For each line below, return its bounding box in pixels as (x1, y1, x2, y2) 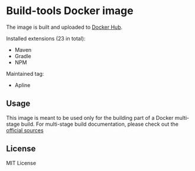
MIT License (6, 159, 37, 166)
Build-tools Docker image (6, 4, 134, 18)
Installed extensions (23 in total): (6, 35, 86, 42)
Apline (14, 81, 31, 89)
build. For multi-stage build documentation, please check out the (21, 120, 179, 128)
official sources (6, 126, 44, 133)
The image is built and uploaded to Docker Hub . (6, 24, 123, 31)
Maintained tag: (6, 70, 44, 77)
